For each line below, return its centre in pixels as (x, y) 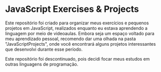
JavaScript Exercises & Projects (72, 9)
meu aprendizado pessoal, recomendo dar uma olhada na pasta (71, 39)
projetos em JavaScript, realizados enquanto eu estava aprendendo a (76, 28)
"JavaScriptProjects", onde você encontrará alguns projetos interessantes (80, 44)
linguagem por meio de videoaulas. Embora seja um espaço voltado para (80, 33)
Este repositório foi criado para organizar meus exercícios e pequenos (77, 23)
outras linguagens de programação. (42, 64)
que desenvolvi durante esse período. (44, 49)
